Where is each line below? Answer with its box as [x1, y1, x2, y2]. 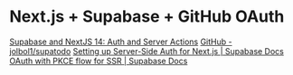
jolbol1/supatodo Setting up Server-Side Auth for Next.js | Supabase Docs [9, 45, 285, 56]
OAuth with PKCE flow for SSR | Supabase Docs [9, 55, 188, 66]
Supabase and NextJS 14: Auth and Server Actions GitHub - [9, 36, 232, 47]
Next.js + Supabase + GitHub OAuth [9, 6, 285, 27]
